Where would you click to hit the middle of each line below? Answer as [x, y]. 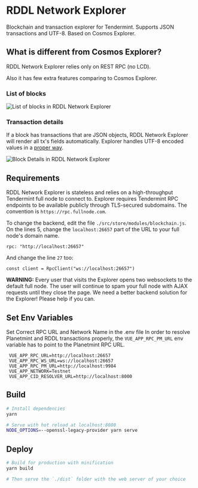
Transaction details [35, 122]
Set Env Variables [40, 317]
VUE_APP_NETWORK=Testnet [39, 371]
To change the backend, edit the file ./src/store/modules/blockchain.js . [96, 223]
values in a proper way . [35, 148]
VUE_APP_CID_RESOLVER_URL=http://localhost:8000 [71, 376]
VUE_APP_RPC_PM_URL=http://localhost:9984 [63, 366]
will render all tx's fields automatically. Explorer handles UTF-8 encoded [95, 142]
